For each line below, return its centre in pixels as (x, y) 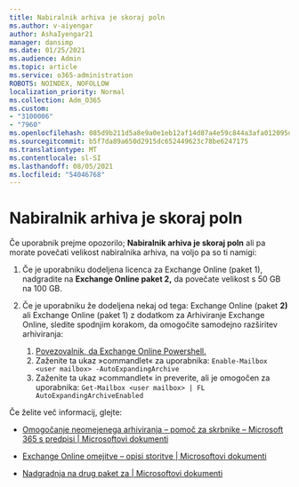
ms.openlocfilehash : (48, 133)
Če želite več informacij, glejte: (66, 412)
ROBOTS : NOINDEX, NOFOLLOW (59, 84)
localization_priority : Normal (67, 92)
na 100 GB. (42, 289)
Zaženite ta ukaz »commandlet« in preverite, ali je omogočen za (153, 378)
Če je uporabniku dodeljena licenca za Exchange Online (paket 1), (142, 270)
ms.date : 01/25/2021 (48, 51)
